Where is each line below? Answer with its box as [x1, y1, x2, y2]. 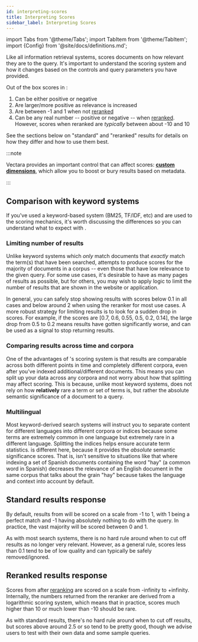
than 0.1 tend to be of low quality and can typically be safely [6, 547, 152, 554]
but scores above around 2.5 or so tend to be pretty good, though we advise [6, 622, 192, 630]
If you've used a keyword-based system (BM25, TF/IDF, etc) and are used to [6, 212, 193, 219]
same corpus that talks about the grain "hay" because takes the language [6, 472, 186, 479]
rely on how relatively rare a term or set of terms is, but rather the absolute [6, 386, 189, 393]
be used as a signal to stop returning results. [6, 327, 115, 334]
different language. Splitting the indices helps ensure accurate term [6, 440, 170, 447]
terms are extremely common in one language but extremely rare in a [6, 434, 175, 441]
